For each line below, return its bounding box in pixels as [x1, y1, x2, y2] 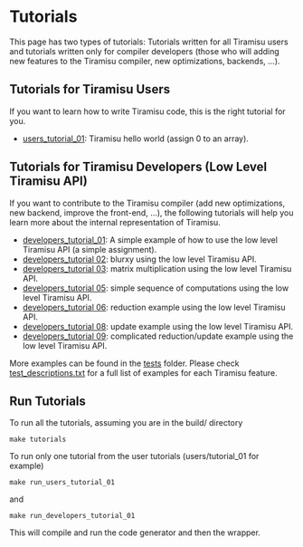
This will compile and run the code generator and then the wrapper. [9, 527, 260, 538]
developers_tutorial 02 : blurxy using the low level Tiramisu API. [22, 254, 258, 264]
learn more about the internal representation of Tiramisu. [9, 216, 222, 227]
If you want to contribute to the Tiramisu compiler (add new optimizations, [9, 197, 286, 208]
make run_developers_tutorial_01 [9, 512, 136, 521]
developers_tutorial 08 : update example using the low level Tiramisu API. [22, 321, 294, 331]
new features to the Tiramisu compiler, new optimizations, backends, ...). [9, 55, 280, 66]
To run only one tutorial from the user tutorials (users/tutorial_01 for [9, 451, 260, 462]
